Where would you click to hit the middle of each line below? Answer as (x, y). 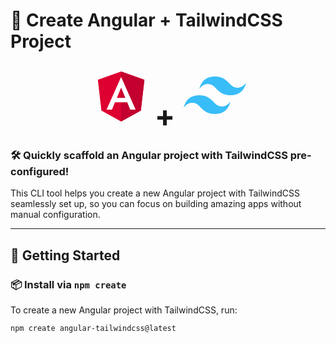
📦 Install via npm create (68, 284)
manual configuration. (55, 215)
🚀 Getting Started (65, 255)
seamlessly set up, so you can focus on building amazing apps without (156, 204)
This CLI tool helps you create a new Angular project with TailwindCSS (155, 193)
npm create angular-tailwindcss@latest (93, 328)
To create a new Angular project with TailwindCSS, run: (124, 310)
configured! (40, 171)
